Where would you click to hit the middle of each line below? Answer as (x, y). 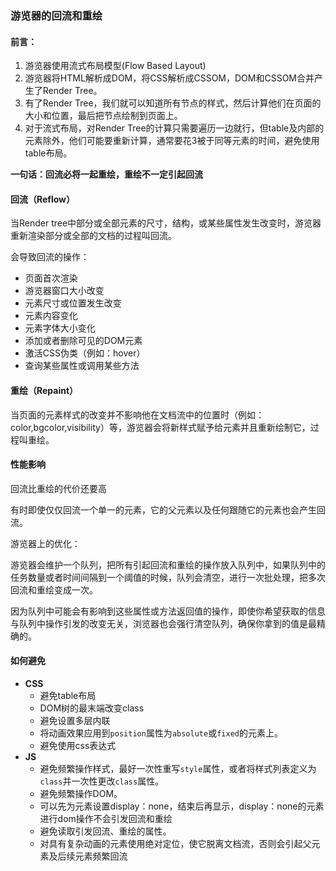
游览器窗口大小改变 (64, 291)
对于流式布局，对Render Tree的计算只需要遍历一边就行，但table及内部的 (174, 128)
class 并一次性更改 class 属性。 (102, 781)
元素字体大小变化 (60, 328)
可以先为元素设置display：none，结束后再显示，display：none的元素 (182, 806)
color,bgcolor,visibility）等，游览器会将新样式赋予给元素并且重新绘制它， (160, 427)
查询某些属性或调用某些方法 (82, 366)
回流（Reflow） (43, 199)
